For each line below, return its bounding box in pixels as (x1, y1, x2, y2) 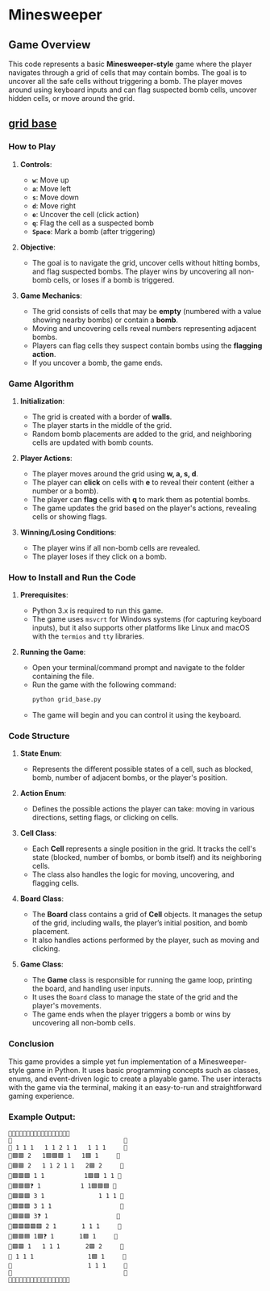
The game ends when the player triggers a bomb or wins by (31, 1009, 231, 1019)
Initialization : (19, 396, 65, 405)
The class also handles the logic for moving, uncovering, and (31, 870, 235, 879)
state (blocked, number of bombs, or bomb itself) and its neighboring (31, 853, 262, 862)
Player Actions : (19, 453, 73, 463)
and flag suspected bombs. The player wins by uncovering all (31, 266, 237, 276)
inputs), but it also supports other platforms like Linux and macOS (31, 623, 250, 633)
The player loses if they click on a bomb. (31, 551, 167, 561)
